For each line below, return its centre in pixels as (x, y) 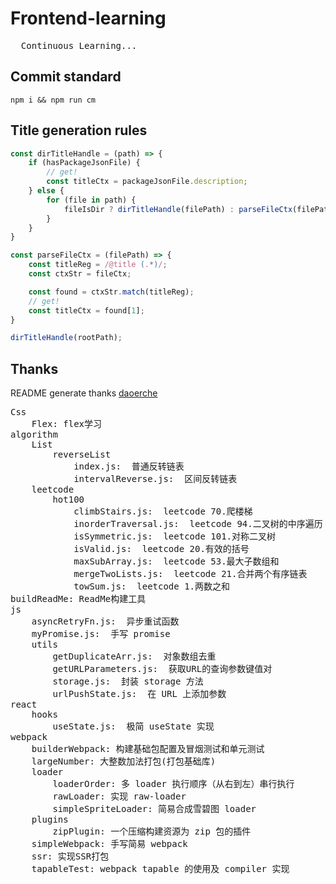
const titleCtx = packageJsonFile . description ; (147, 182)
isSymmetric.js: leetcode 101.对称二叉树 (175, 536)
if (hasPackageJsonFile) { (84, 163)
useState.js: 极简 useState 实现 (133, 726)
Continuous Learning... (79, 45)
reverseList (82, 455)
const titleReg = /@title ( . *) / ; (98, 265)
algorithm (34, 435)
